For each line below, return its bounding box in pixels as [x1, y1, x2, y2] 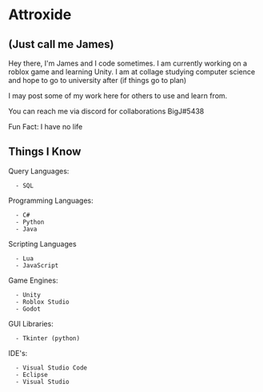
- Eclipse [15, 370, 48, 378]
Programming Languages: [8, 196, 94, 205]
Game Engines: [8, 275, 58, 285]
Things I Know [8, 145, 82, 159]
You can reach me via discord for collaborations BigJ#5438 [8, 106, 205, 116]
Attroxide [8, 6, 72, 24]
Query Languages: [8, 166, 70, 176]
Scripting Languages [8, 239, 78, 248]
